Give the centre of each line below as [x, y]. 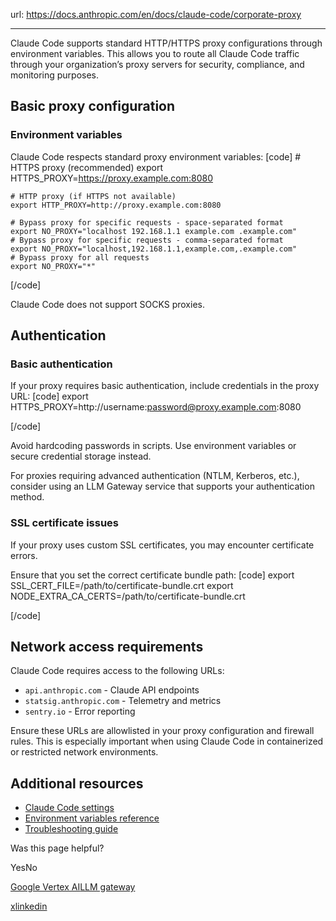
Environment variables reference [92, 818]
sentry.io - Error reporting [80, 711]
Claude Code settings [69, 808]
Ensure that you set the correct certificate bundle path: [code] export [152, 575]
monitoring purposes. [55, 75]
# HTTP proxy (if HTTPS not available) [93, 196]
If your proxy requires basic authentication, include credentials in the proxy [165, 386]
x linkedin [29, 906]
